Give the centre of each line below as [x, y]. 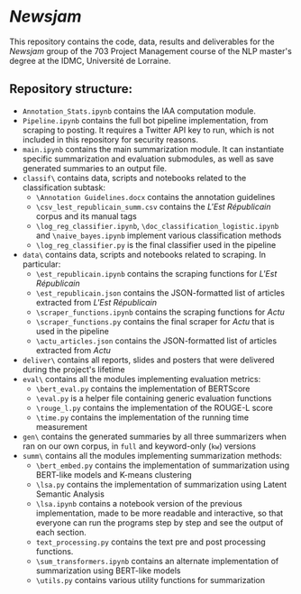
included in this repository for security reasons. [110, 139]
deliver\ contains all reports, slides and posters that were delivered [148, 360]
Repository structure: [71, 89]
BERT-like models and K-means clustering [114, 474]
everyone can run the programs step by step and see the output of [160, 522]
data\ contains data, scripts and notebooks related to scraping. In [144, 254]
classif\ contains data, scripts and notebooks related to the [134, 178]
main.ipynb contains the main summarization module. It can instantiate [153, 149]
